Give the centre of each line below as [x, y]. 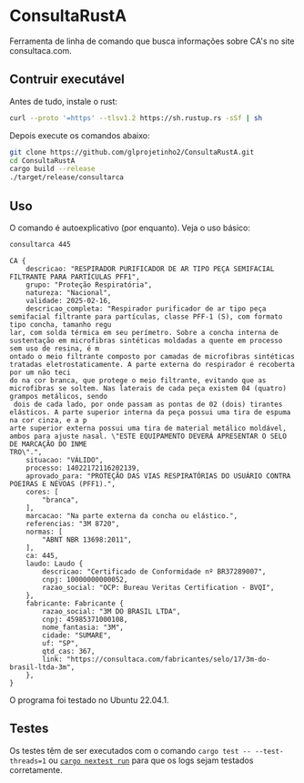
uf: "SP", [61, 643]
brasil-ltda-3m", [42, 667]
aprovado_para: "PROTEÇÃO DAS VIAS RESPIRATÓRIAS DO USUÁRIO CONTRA [158, 476]
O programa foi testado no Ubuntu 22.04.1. [89, 700]
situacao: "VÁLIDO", [65, 460]
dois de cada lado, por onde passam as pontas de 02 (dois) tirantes [148, 404]
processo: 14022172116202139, [83, 468]
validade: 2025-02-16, [69, 300]
